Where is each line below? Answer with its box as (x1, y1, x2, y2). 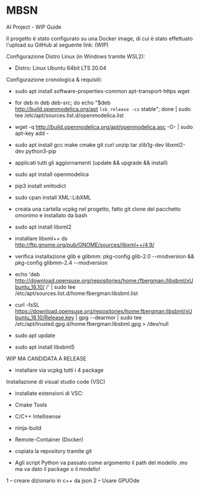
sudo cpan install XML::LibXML (14, 193, 91, 201)
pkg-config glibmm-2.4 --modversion (14, 259, 108, 266)
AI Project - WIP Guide (6, 23, 61, 30)
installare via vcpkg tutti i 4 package (14, 366, 104, 374)
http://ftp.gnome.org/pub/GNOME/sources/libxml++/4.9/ (14, 241, 155, 248)
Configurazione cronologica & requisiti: (6, 76, 103, 83)
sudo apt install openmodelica (14, 171, 90, 178)
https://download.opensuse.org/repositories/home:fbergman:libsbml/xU (14, 307, 193, 315)
